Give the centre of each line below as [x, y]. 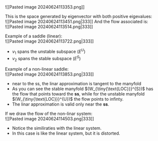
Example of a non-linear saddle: [37, 69]
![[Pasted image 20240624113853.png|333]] [49, 74]
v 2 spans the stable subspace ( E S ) [46, 59]
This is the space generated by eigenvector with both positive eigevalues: [79, 16]
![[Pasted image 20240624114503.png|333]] [50, 119]
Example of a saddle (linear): [34, 36]
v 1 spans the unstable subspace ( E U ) [49, 52]
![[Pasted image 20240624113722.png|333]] [49, 41]
